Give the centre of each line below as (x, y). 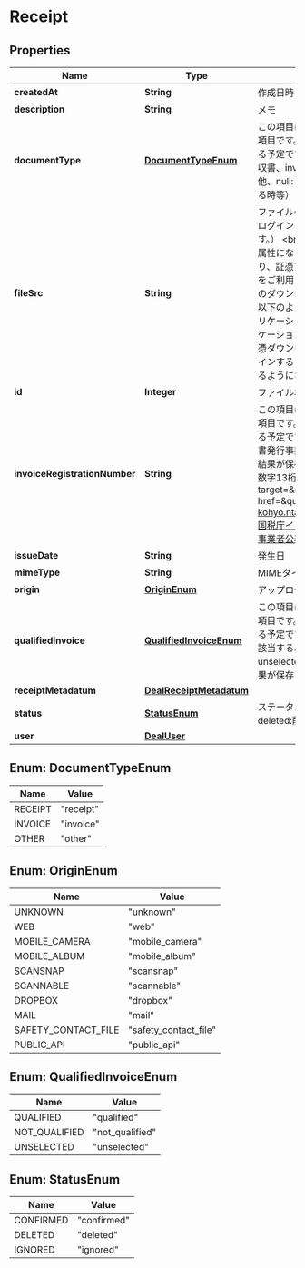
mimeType (37, 572)
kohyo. (272, 512)
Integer (160, 392)
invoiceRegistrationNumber (75, 474)
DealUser (165, 736)
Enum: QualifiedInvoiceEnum (93, 1077)
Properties (40, 50)
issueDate (36, 555)
